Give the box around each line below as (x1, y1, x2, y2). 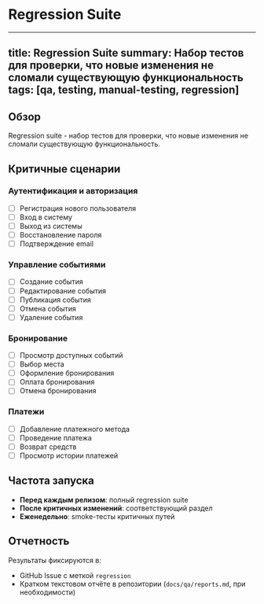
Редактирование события (19, 285, 107, 296)
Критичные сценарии (8, 162, 121, 175)
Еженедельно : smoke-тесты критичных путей (19, 511, 175, 521)
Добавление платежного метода (19, 424, 130, 433)
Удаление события (19, 312, 83, 322)
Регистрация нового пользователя (19, 203, 137, 213)
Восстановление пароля (19, 230, 102, 240)
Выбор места (19, 359, 64, 369)
